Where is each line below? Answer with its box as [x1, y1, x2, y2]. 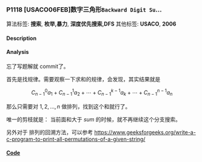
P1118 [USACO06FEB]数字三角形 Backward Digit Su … [6, 5, 162, 13]
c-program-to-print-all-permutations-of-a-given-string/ [6, 135, 146, 143]
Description [6, 35, 37, 42]
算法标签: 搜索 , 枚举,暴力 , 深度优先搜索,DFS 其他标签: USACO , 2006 [6, 20, 177, 28]
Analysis [6, 49, 29, 56]
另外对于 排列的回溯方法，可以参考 [6, 129, 93, 136]
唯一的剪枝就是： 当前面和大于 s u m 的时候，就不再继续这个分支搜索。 [6, 115, 181, 123]
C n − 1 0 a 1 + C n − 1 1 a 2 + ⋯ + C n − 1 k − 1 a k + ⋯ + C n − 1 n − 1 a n [31, 88, 173, 98]
